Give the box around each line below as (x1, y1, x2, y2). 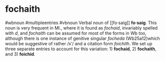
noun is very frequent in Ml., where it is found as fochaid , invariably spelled (5, 25, 158, 30)
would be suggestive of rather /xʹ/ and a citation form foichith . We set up (5, 40, 153, 46)
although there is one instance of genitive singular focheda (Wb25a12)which (5, 35, 160, 41)
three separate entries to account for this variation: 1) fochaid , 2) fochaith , (5, 46, 157, 52)
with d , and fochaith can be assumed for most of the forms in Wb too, (5, 30, 147, 36)
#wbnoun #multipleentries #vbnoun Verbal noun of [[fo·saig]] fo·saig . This (5, 20, 157, 26)
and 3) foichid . (5, 51, 35, 57)
